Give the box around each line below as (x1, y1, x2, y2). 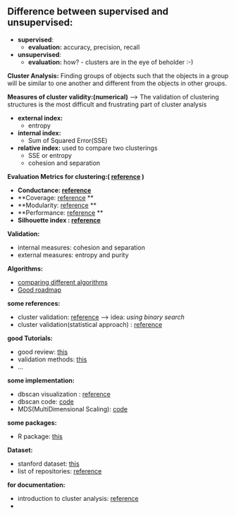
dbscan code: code (17, 397, 74, 406)
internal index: (17, 128, 61, 137)
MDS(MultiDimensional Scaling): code (17, 404, 128, 413)
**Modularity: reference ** (17, 201, 97, 209)
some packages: (7, 418, 58, 427)
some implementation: (7, 376, 75, 385)
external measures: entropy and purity (17, 250, 129, 259)
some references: (7, 299, 61, 307)
